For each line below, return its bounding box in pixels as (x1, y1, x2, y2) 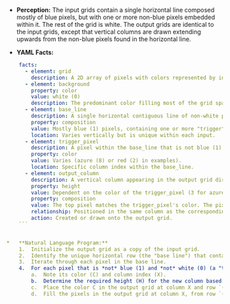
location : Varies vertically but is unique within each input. (31, 132, 216, 139)
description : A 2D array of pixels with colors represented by (31, 74, 216, 81)
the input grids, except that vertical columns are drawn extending (16, 27, 202, 36)
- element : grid (24, 68, 71, 75)
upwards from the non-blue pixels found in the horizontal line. (16, 35, 192, 43)
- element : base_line (24, 106, 87, 113)
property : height (31, 183, 80, 189)
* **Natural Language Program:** (6, 239, 108, 246)
